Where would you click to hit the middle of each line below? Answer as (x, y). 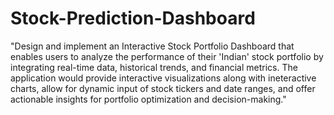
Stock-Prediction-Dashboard (133, 18)
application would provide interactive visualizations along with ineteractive (163, 78)
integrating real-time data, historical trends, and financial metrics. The (154, 67)
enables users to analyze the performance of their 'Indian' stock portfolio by (167, 56)
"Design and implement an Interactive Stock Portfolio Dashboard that (152, 46)
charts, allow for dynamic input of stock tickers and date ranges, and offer (163, 88)
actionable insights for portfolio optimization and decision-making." (148, 99)
